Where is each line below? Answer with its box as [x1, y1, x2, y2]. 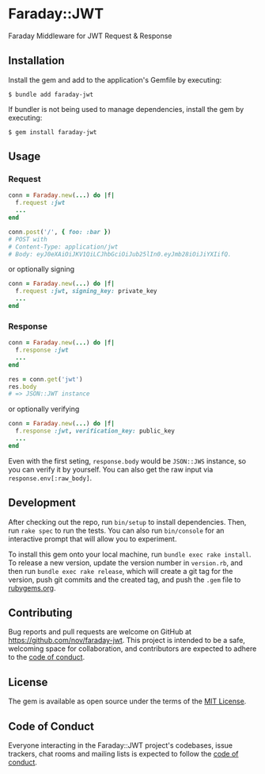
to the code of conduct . [8, 653, 85, 662]
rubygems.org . [8, 583, 56, 592]
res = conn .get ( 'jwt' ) [8, 375, 83, 383]
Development [8, 496, 77, 510]
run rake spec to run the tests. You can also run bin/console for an [8, 526, 225, 535]
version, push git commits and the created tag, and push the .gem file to [8, 575, 241, 584]
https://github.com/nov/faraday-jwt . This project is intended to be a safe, [8, 636, 245, 645]
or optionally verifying [8, 404, 80, 414]
